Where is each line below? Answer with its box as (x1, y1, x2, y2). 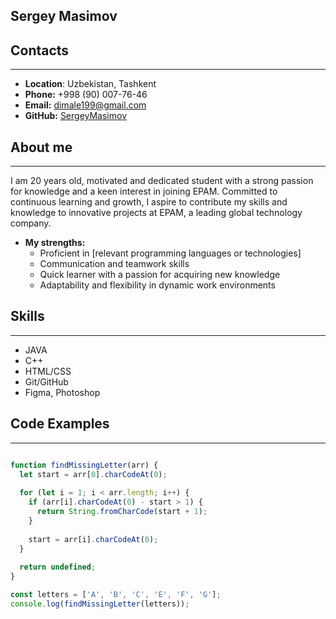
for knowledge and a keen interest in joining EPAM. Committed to (10, 185, 278, 198)
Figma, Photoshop (24, 386, 101, 398)
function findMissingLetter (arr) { (10, 460, 159, 470)
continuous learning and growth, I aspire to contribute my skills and (10, 196, 288, 208)
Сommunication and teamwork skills (39, 258, 190, 270)
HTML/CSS (24, 365, 72, 377)
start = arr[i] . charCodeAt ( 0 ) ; (28, 534, 159, 544)
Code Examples (10, 415, 110, 433)
